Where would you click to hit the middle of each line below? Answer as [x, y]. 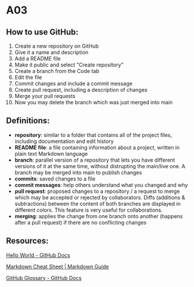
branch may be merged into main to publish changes [78, 172]
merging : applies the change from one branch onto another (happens [98, 216]
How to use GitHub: [42, 32]
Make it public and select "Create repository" [69, 65]
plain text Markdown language [51, 153]
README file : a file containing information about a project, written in [97, 147]
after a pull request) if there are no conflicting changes [80, 222]
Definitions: [28, 121]
